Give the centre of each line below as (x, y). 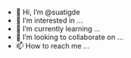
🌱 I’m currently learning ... (58, 29)
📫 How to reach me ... (52, 46)
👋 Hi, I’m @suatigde (48, 12)
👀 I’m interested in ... (49, 20)
